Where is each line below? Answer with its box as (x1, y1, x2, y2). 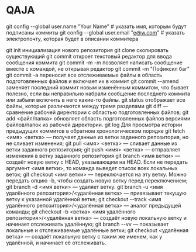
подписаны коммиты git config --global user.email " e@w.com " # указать (6, 29, 185, 36)
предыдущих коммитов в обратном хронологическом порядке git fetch (6, 127, 185, 134)
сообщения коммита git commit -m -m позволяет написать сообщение (6, 59, 183, 66)
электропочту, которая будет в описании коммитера (6, 35, 139, 42)
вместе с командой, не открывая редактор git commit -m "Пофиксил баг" (6, 65, 190, 72)
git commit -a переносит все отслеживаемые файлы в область (6, 71, 163, 78)
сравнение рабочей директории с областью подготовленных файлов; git (6, 109, 189, 116)
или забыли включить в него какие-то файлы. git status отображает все (6, 96, 185, 103)
